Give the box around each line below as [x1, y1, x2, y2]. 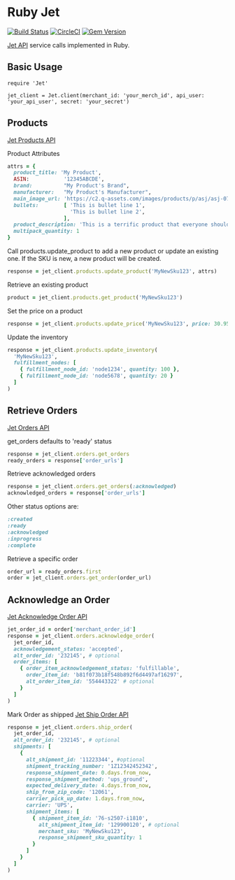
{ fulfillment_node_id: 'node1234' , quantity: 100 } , [20, 366, 180, 373]
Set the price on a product [7, 306, 83, 315]
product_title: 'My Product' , [13, 169, 101, 176]
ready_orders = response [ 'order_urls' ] [7, 457, 124, 464]
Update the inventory [7, 333, 69, 341]
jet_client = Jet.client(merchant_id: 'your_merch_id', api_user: [7, 92, 205, 99]
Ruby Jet [7, 4, 60, 20]
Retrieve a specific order [7, 554, 78, 563]
